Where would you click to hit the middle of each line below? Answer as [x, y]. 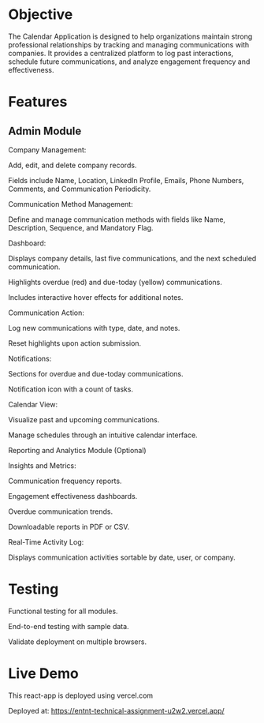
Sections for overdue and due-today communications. [96, 373]
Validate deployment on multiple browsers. [78, 642]
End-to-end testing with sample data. [69, 626]
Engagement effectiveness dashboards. [73, 496]
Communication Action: [46, 313]
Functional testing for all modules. [63, 611]
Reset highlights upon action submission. [75, 343]
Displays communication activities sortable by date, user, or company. [122, 557]
